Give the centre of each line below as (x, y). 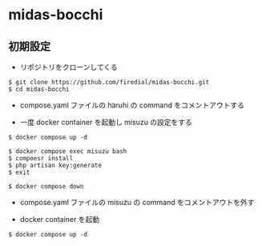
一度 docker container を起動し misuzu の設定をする (106, 122)
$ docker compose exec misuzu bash (68, 151)
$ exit (19, 172)
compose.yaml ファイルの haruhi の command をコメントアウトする (132, 105)
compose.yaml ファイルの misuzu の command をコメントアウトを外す (137, 202)
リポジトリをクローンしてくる (69, 67)
